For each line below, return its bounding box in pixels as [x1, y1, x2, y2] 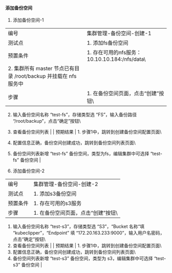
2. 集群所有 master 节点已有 [8, 65, 75, 72]
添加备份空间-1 [12, 17, 44, 23]
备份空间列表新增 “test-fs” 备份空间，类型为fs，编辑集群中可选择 [12, 151, 149, 157]
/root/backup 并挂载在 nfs [14, 73, 77, 80]
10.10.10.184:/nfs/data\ [87, 56, 146, 63]
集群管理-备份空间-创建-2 [33, 180, 98, 188]
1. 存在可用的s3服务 [33, 200, 82, 207]
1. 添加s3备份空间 [33, 190, 77, 197]
